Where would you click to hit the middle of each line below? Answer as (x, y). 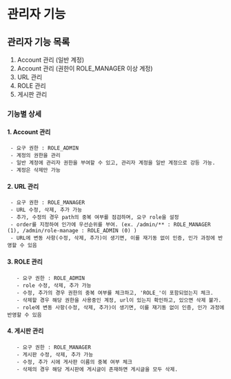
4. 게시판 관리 (26, 331)
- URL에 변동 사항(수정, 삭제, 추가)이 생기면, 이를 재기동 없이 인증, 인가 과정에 (112, 238)
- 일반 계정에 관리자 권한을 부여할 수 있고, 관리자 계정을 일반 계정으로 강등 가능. (113, 163)
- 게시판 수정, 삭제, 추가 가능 (55, 354)
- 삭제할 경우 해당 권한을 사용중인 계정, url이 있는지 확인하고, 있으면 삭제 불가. (119, 300)
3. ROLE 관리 (25, 261)
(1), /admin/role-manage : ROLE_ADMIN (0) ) (72, 231)
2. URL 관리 (23, 186)
